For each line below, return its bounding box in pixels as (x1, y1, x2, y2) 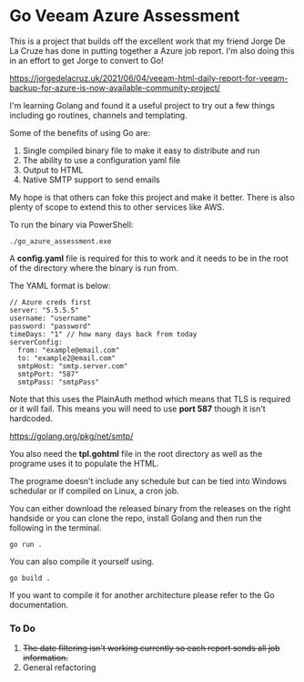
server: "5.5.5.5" (9, 305, 79, 315)
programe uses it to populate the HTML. (9, 458, 159, 469)
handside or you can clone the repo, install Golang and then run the (9, 512, 262, 523)
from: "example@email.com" (17, 346, 120, 355)
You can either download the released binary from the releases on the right (9, 502, 291, 513)
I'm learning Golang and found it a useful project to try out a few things (9, 99, 276, 110)
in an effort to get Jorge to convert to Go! (9, 55, 164, 66)
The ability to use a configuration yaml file (22, 154, 181, 165)
